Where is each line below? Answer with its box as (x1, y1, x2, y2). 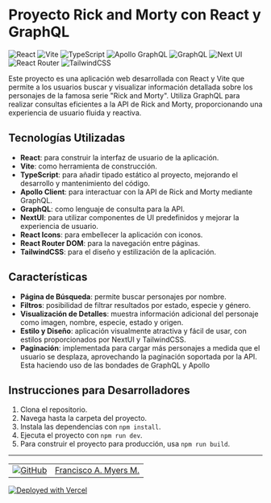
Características (8, 270, 88, 284)
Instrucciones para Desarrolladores (8, 383, 190, 397)
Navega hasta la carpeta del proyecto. (19, 414, 148, 423)
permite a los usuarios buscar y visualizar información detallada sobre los (8, 82, 253, 92)
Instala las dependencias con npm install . (19, 422, 161, 432)
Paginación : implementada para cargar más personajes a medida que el (19, 343, 261, 352)
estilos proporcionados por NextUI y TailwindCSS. (19, 335, 187, 344)
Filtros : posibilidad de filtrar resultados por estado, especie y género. (19, 300, 252, 310)
